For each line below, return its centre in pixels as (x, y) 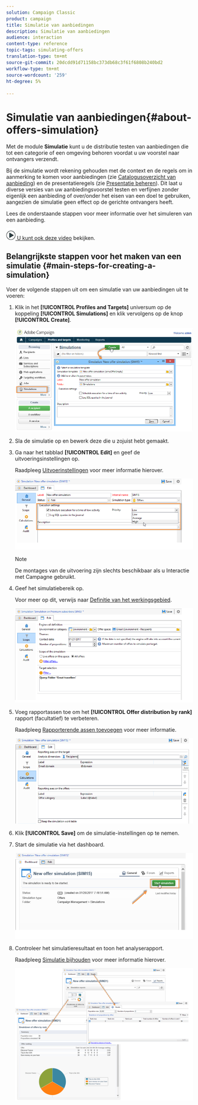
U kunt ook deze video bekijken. (56, 238)
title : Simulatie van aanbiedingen (50, 25)
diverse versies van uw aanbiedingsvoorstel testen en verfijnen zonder (92, 190)
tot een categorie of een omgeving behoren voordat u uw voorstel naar (93, 153)
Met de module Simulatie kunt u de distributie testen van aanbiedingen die (97, 147)
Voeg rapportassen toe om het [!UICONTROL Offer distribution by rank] (103, 712)
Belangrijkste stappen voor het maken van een (94, 257)
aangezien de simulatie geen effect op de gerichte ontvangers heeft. (90, 202)
